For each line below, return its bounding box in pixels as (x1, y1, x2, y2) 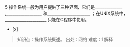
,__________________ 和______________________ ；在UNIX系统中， (5, 10, 128, 16)
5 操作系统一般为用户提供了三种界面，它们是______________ (5, 4, 123, 10)
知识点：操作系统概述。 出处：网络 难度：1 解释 (17, 36, 113, 42)
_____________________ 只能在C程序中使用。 (5, 17, 90, 22)
